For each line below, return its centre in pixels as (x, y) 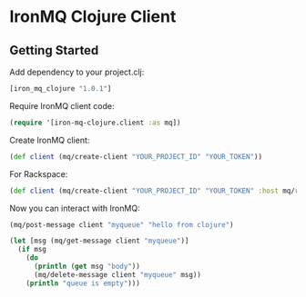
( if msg (32, 250)
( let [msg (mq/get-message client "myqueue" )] (99, 241)
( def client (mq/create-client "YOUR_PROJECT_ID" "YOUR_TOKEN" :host (144, 191)
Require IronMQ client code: (62, 105)
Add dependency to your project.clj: (77, 72)
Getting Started (54, 50)
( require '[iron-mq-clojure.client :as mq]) (95, 123)
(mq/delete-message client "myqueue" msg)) (117, 274)
